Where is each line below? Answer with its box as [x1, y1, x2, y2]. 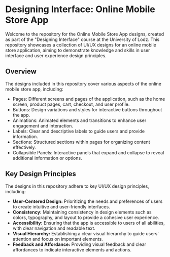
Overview [5, 67, 37, 76]
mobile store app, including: [5, 86, 63, 92]
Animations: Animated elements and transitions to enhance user [12, 117, 147, 123]
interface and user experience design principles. [5, 52, 107, 59]
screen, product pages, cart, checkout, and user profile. [12, 101, 130, 107]
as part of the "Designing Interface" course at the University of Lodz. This [5, 36, 160, 42]
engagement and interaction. [12, 122, 74, 128]
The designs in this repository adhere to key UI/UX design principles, [5, 183, 150, 189]
